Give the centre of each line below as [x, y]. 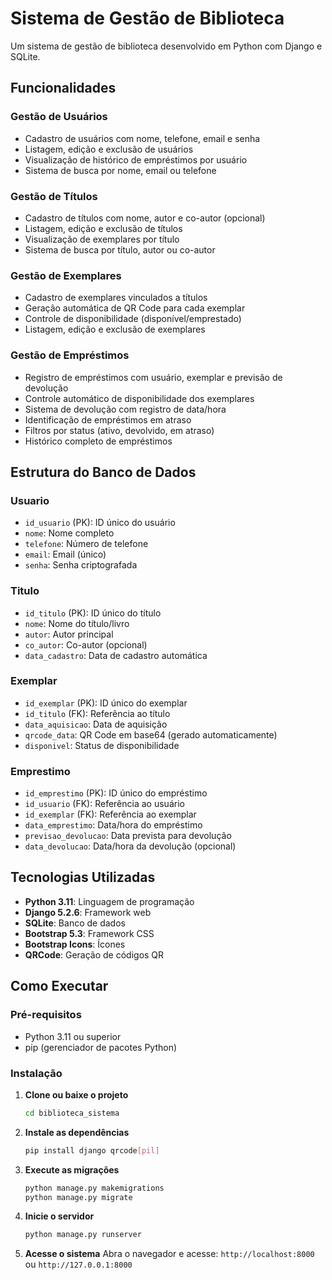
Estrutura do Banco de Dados [103, 472]
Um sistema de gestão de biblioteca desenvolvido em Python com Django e [166, 46]
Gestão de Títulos [54, 196]
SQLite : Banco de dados [75, 923]
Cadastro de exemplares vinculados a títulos [116, 298]
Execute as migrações [72, 1169]
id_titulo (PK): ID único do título [93, 613]
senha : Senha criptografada [81, 565]
